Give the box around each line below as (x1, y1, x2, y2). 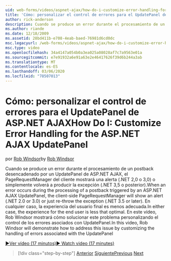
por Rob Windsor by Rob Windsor (5, 156, 75, 162)
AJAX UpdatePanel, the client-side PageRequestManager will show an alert (5, 192, 163, 198)
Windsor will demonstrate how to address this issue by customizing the (5, 225, 155, 231)
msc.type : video (5, 45, 40, 50)
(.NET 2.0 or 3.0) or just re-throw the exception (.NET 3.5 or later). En (5, 198, 151, 204)
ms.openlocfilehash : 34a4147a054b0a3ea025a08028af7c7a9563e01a (5, 50, 142, 55)
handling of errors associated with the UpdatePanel (5, 230, 113, 237)
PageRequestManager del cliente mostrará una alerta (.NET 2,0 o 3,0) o (5, 176, 156, 182)
